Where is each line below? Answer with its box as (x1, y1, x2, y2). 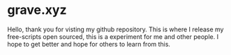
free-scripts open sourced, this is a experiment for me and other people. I (7, 32, 218, 40)
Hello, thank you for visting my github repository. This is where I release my (7, 25, 224, 33)
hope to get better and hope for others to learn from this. (7, 40, 171, 48)
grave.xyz (7, 2, 67, 18)
